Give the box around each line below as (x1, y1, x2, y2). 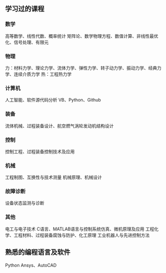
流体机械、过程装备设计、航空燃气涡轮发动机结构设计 (5, 123, 114, 129)
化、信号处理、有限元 (5, 39, 49, 45)
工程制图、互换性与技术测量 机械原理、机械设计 (5, 174, 102, 180)
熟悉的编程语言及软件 (5, 248, 70, 257)
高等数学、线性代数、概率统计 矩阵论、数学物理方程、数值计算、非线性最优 (5, 33, 159, 39)
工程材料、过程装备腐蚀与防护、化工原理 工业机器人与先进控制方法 (13, 232, 150, 238)
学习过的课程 (5, 4, 45, 13)
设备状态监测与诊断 (5, 200, 45, 206)
